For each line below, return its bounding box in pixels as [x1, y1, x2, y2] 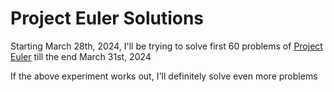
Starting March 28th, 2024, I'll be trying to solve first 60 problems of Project [10, 40, 323, 52]
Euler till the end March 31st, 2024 [10, 50, 152, 62]
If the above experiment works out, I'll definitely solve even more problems [10, 70, 318, 82]
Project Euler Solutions [10, 7, 205, 30]
